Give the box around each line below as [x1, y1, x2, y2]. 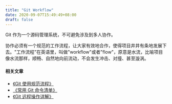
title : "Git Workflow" [5, 7, 54, 13]
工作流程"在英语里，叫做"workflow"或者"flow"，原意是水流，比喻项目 [16, 49, 163, 55]
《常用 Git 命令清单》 [12, 87, 58, 93]
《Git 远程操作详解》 [12, 93, 54, 99]
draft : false [5, 17, 33, 22]
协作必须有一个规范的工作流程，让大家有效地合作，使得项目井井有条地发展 [5, 43, 162, 49]
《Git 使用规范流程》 [12, 80, 54, 87]
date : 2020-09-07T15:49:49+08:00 [5, 12, 77, 17]
